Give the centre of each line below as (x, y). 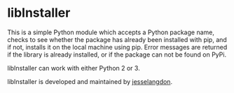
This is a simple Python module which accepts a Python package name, (111, 32)
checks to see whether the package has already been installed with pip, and (117, 39)
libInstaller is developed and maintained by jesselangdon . (90, 81)
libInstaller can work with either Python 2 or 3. (74, 68)
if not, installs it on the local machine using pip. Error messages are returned (117, 47)
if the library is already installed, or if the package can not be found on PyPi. (117, 55)
